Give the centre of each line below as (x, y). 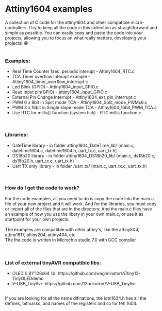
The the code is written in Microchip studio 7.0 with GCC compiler (71, 240)
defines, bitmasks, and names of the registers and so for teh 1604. (71, 303)
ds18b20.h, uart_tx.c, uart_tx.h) (43, 161)
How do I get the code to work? (42, 188)
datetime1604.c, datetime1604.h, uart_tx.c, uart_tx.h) (65, 150)
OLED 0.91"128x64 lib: (34, 274)
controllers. (16, 27)
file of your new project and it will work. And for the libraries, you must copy (81, 204)
